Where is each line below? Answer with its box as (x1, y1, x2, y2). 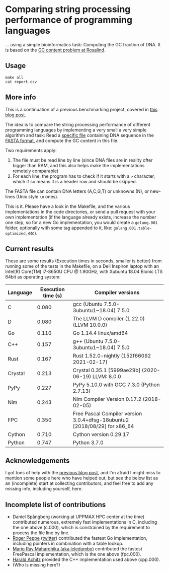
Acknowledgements (5, 456, 70, 465)
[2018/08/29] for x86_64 (72, 423, 134, 430)
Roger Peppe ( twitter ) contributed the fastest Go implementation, (12, 535, 147, 541)
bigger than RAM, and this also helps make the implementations (12, 162, 145, 168)
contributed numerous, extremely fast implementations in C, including (12, 519, 157, 525)
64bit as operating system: (5, 274, 61, 280)
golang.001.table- (113, 226, 152, 231)
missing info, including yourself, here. (5, 486, 83, 492)
